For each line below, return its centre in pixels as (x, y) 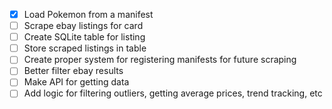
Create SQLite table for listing (84, 37)
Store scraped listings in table (85, 48)
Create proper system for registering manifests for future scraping (160, 60)
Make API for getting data (76, 82)
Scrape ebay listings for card (83, 26)
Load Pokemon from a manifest (88, 14)
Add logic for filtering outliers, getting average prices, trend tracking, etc (173, 93)
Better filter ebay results (73, 71)
